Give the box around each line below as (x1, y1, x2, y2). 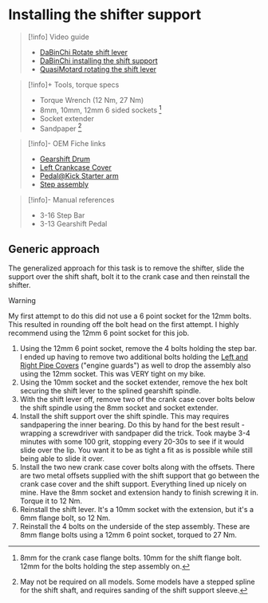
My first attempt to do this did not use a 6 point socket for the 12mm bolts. (8, 311, 252, 321)
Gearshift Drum (39, 154, 90, 164)
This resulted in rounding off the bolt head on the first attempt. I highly (8, 320, 239, 329)
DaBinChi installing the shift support (39, 56, 158, 65)
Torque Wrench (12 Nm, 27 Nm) (39, 95, 144, 104)
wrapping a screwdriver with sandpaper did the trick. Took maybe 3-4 (19, 428, 251, 438)
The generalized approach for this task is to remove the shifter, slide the (8, 263, 245, 273)
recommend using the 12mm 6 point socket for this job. (8, 329, 190, 338)
